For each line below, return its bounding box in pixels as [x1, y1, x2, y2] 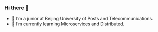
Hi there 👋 [4, 4, 29, 11]
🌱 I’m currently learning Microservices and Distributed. [11, 21, 125, 27]
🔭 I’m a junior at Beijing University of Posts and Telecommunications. [11, 16, 153, 22]
